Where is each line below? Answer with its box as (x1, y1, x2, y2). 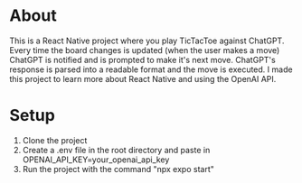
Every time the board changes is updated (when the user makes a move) (9, 44, 280, 55)
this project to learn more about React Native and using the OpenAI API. (9, 73, 277, 84)
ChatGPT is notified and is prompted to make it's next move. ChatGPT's (9, 54, 276, 65)
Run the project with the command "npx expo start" (22, 163, 215, 174)
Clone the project (22, 134, 88, 145)
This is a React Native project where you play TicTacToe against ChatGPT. (9, 35, 285, 46)
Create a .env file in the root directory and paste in (22, 144, 211, 155)
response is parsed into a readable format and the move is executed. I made (9, 64, 293, 75)
